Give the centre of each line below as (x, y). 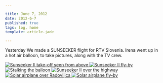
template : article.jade (30, 32)
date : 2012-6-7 (21, 18)
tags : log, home (22, 27)
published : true (22, 23)
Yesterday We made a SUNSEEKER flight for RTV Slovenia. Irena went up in (81, 50)
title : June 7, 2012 (26, 14)
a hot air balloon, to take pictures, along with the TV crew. (64, 55)
